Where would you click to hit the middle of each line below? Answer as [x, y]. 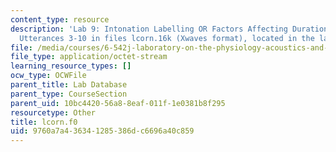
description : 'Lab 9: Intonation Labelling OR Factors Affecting [149, 29]
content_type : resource [60, 19]
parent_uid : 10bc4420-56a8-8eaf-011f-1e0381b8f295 [118, 103]
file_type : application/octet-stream [89, 57]
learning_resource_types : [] [71, 66]
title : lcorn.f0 [44, 122]
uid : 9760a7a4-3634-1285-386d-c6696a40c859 [102, 131]
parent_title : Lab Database [69, 85]
